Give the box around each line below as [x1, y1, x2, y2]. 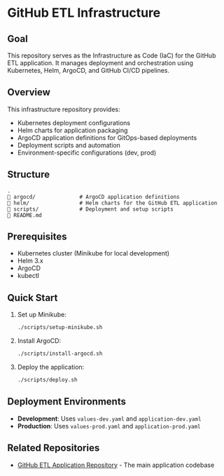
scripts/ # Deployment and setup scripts [7, 205, 174, 213]
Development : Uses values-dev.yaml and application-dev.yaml [17, 414, 202, 423]
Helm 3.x [17, 257, 43, 265]
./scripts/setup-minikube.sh [17, 324, 103, 331]
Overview [7, 86, 51, 99]
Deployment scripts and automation [17, 141, 121, 149]
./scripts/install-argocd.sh [17, 350, 103, 358]
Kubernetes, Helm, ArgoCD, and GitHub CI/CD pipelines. [7, 66, 170, 74]
